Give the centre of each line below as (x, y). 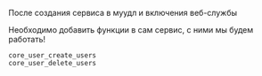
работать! (27, 39)
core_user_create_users (53, 56)
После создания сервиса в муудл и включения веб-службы (123, 13)
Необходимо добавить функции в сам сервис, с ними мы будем (131, 30)
